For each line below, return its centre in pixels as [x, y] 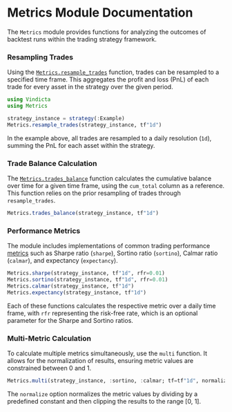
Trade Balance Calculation [52, 163]
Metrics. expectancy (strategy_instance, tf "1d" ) [77, 292]
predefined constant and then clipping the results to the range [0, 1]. [104, 401]
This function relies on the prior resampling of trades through [94, 193]
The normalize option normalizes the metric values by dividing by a [103, 394]
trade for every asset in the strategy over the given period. [90, 87]
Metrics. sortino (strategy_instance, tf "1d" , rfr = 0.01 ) [88, 280]
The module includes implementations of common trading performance [109, 246]
